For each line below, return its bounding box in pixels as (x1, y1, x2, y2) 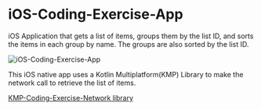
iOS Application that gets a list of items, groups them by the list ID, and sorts (8, 31, 254, 41)
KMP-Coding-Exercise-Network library (8, 93, 134, 102)
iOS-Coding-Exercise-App (8, 5, 183, 23)
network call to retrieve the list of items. (8, 78, 136, 87)
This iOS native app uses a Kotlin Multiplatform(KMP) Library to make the (8, 69, 244, 79)
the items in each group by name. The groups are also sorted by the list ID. (8, 39, 249, 48)
